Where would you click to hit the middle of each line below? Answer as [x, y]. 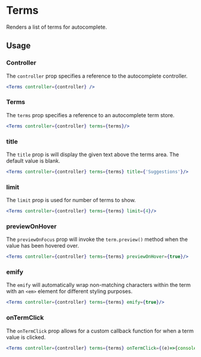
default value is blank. [33, 161]
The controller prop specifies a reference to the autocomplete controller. [97, 76]
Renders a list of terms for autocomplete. [57, 27]
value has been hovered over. [43, 246]
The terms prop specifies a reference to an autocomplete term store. [90, 115]
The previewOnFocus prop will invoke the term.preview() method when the [97, 239]
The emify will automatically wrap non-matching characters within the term [99, 285]
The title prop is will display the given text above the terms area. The [93, 154]
